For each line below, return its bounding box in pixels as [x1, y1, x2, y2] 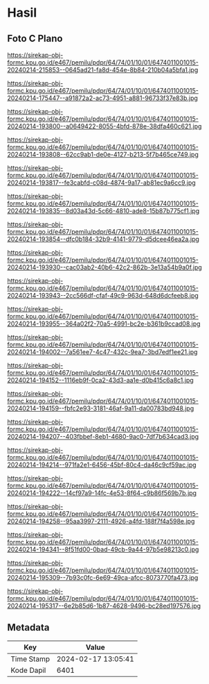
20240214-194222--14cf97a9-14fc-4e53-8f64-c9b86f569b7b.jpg [7, 489, 197, 497]
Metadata [7, 622, 50, 633]
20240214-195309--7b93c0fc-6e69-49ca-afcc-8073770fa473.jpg [7, 574, 199, 581]
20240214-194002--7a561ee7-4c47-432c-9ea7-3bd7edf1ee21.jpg [7, 348, 198, 356]
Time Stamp [10, 654, 51, 664]
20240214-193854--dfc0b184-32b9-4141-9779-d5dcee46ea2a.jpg [7, 235, 199, 243]
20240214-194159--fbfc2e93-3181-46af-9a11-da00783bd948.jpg [7, 404, 194, 412]
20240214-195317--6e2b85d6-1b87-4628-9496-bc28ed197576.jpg [7, 602, 201, 610]
